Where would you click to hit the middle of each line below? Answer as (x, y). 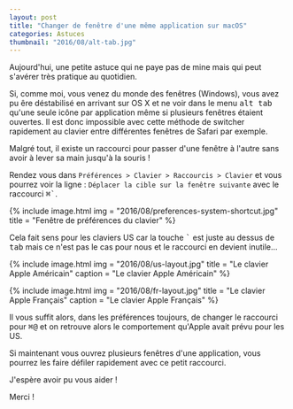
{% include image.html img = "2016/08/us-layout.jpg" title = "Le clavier (139, 264)
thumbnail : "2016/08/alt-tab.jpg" (73, 42)
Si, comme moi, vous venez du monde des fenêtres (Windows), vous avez (144, 94)
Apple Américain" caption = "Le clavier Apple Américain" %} (120, 274)
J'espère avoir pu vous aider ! (63, 380)
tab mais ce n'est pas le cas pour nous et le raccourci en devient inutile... (143, 247)
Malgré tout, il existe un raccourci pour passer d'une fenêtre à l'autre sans (144, 149)
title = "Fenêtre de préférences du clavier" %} (93, 220)
